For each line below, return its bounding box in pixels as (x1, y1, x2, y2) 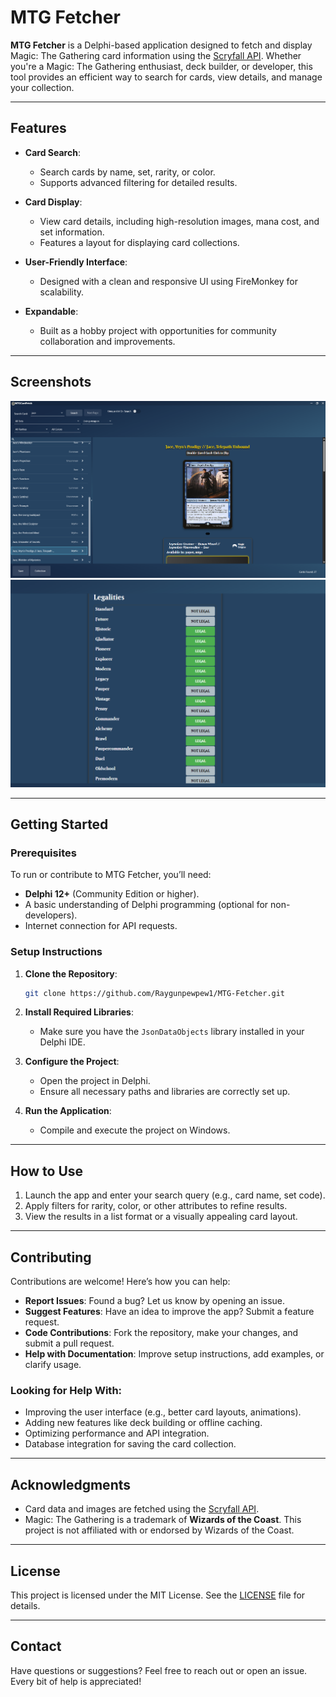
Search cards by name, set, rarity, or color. (39, 166, 216, 178)
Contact (10, 1638, 62, 1655)
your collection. (10, 81, 75, 93)
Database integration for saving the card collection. (24, 1438, 237, 1450)
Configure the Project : (24, 1056, 120, 1068)
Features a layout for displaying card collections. (39, 236, 240, 248)
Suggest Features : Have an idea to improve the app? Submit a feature (24, 1306, 315, 1318)
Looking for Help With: (10, 1383, 123, 1397)
